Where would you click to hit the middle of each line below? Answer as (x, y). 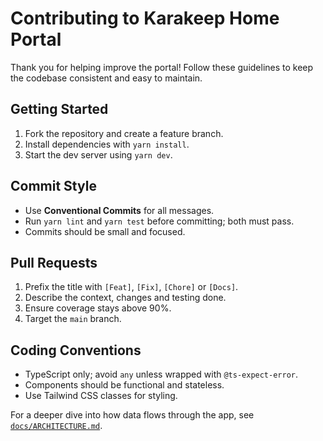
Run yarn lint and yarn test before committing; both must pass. (159, 221)
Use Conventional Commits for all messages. (119, 210)
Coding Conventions (76, 350)
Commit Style (53, 186)
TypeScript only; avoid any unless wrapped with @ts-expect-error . (161, 374)
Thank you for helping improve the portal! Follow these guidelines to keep (162, 67)
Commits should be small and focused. (105, 231)
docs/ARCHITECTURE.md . (56, 426)
